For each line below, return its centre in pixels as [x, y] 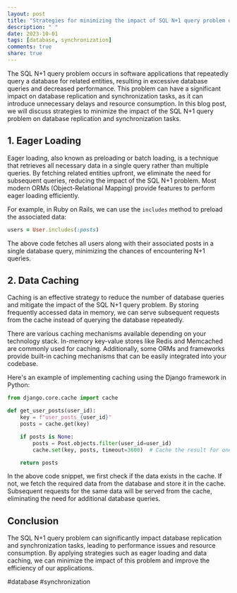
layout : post [26, 14]
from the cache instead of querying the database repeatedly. [96, 320]
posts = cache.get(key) [55, 424]
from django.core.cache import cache [63, 398]
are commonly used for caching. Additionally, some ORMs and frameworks [116, 349]
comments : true [30, 47]
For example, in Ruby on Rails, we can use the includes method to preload [115, 209]
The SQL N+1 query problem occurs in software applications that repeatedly [118, 73]
